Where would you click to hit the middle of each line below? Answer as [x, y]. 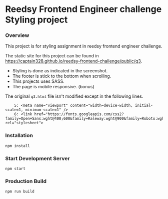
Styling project [36, 20]
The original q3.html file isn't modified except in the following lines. [74, 96]
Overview [17, 35]
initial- [144, 106]
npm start [15, 169]
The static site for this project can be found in [52, 56]
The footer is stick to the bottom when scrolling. [62, 76]
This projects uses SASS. [38, 81]
